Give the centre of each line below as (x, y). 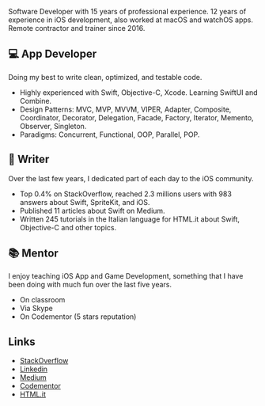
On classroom (42, 300)
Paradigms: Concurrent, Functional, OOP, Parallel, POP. (110, 135)
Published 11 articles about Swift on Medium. (92, 211)
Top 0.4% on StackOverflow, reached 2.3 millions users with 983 (125, 194)
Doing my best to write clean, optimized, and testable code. (105, 77)
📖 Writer (29, 159)
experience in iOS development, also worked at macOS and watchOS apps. (131, 20)
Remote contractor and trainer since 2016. (77, 28)
